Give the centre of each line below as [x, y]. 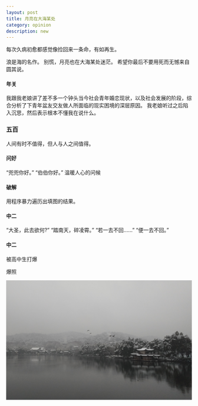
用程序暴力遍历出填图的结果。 [42, 201]
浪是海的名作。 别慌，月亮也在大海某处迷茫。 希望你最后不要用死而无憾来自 [98, 62]
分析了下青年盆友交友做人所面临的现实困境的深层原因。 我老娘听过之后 [97, 106]
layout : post [22, 12]
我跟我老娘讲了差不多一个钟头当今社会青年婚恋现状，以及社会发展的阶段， [96, 98]
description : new [27, 31]
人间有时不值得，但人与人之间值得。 [50, 143]
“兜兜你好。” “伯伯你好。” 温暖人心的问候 [54, 172]
